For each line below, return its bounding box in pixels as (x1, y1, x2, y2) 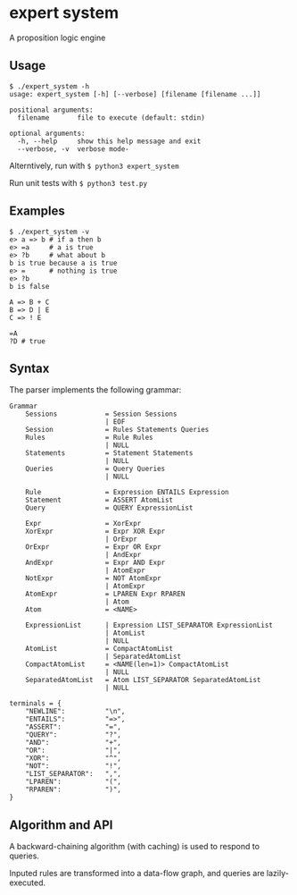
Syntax (9, 360, 50, 376)
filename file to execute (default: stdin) (17, 113, 205, 122)
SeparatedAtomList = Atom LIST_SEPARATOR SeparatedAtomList (25, 676, 261, 685)
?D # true (9, 336, 46, 346)
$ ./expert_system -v (9, 227, 90, 236)
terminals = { (9, 699, 62, 708)
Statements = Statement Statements (25, 449, 194, 458)
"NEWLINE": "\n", (25, 707, 126, 716)
